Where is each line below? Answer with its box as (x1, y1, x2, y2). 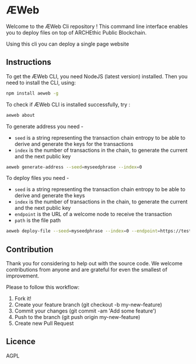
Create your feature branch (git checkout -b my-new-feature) (14, 301, 162, 308)
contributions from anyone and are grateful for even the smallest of (6, 266, 167, 273)
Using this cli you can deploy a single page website (6, 40, 129, 47)
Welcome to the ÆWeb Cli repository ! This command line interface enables (6, 23, 188, 30)
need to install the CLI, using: (6, 79, 76, 86)
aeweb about (6, 112, 35, 118)
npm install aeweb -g (6, 90, 59, 96)
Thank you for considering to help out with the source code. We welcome (6, 260, 183, 267)
